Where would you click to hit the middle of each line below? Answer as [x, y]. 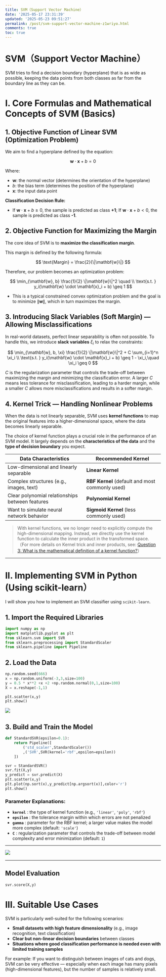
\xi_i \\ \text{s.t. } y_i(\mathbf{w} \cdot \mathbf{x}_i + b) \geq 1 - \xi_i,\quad [83, 358]
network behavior [28, 516]
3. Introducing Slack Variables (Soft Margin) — [78, 317]
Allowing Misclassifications [49, 325]
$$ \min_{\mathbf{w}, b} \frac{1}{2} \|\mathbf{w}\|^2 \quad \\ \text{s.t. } [83, 281]
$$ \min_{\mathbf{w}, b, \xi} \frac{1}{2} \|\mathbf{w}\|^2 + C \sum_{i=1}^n [83, 352]
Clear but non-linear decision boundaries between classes [73, 938]
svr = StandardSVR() [26, 766]
